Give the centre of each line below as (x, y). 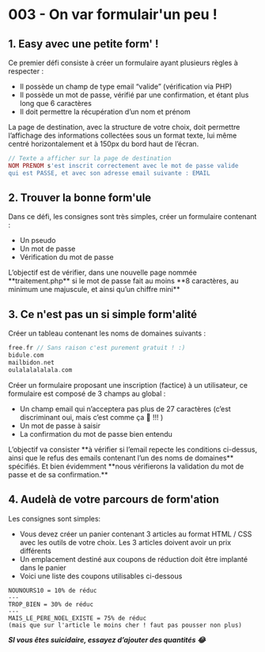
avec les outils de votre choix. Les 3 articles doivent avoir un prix (125, 542)
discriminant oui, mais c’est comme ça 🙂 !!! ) (91, 417)
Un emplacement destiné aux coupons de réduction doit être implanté (133, 559)
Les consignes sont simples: (55, 518)
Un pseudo (38, 241)
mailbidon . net (32, 362)
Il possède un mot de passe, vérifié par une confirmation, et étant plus (134, 95)
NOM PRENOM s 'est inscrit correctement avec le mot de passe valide (123, 165)
